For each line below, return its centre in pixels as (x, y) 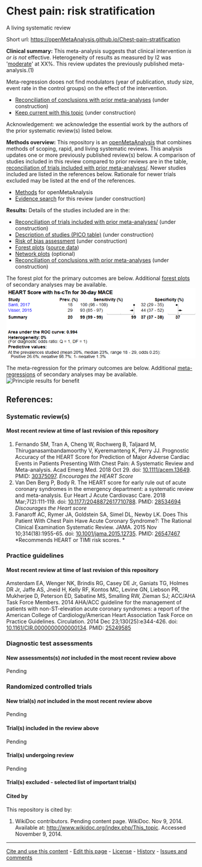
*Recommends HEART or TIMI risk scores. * (70, 540)
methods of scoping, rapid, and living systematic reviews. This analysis (94, 148)
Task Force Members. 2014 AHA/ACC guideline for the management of (94, 603)
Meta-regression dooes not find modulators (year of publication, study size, (100, 82)
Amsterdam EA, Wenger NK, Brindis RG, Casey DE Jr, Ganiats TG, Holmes (97, 583)
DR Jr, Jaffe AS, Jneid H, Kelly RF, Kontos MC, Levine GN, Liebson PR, (93, 589)
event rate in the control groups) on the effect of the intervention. (87, 88)
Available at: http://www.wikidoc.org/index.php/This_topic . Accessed (100, 827)
